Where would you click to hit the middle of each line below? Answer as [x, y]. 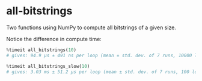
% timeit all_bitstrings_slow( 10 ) [48, 66]
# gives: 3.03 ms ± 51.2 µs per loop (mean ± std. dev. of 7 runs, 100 [98, 72]
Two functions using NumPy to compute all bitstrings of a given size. [91, 27]
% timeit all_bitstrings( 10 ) [41, 50]
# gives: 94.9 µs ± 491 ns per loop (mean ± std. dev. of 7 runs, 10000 [99, 55]
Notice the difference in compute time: [54, 39]
